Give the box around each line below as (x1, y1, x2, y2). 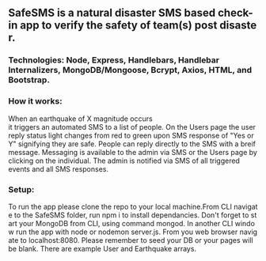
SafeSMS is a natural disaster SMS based (8, 6, 216, 20)
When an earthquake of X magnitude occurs (8, 114, 153, 123)
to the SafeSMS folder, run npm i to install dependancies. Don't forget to (14, 210, 249, 220)
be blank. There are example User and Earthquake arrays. (8, 244, 196, 253)
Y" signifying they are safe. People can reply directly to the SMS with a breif (8, 138, 256, 149)
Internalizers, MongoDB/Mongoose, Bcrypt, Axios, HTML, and (8, 65, 253, 76)
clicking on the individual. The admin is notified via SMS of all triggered (8, 156, 240, 165)
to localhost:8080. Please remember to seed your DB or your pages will (20, 235, 253, 244)
